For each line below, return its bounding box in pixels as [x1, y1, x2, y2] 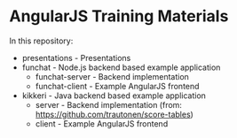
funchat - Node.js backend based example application [21, 62, 221, 73]
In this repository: [9, 35, 74, 46]
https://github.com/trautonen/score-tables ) [35, 109, 194, 119]
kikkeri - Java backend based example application [21, 90, 207, 101]
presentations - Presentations [21, 52, 131, 63]
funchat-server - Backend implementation [35, 71, 189, 81]
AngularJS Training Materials [9, 6, 229, 27]
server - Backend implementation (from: [35, 99, 182, 110]
